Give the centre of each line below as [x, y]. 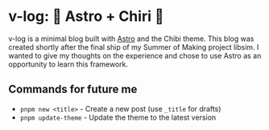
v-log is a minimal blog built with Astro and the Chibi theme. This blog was [131, 39]
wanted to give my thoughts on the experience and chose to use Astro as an [135, 55]
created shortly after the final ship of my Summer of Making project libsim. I [134, 47]
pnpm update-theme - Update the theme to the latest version [118, 117]
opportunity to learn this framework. [68, 64]
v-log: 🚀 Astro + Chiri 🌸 [86, 16]
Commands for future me [73, 89]
